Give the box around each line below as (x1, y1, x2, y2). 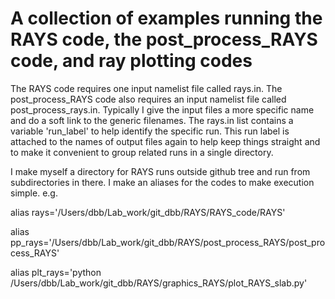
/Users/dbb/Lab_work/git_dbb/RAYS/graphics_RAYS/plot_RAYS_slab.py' (10, 277, 308, 289)
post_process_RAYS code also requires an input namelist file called (10, 93, 287, 105)
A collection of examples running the (10, 7, 323, 30)
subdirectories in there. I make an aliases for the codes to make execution (10, 176, 315, 188)
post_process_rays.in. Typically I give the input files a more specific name (10, 103, 315, 116)
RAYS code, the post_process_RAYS (10, 28, 318, 51)
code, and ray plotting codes (10, 50, 253, 72)
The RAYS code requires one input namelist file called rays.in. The (10, 82, 283, 94)
